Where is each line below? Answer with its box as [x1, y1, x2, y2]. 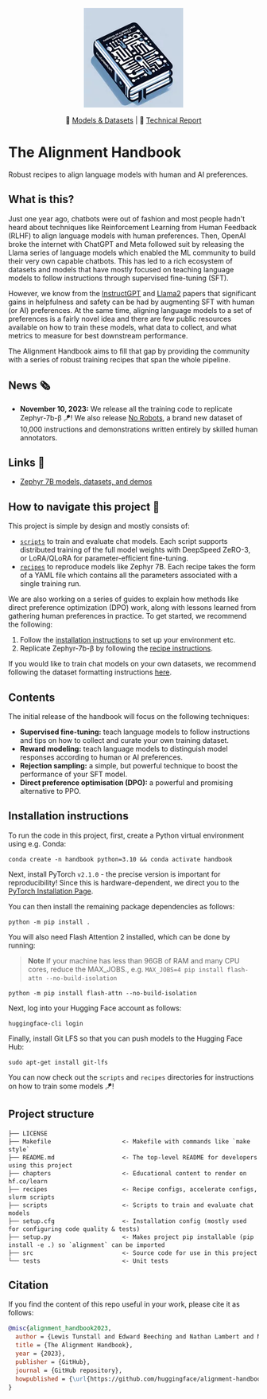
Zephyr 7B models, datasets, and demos [19, 477, 153, 487]
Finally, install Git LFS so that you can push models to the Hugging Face [8, 1034, 243, 1043]
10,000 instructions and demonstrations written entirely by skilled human [19, 424, 258, 434]
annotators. [19, 432, 58, 442]
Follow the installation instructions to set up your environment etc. [19, 635, 236, 645]
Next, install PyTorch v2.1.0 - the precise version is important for [8, 869, 221, 879]
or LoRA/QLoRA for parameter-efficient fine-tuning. [19, 553, 189, 563]
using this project [8, 1161, 73, 1170]
